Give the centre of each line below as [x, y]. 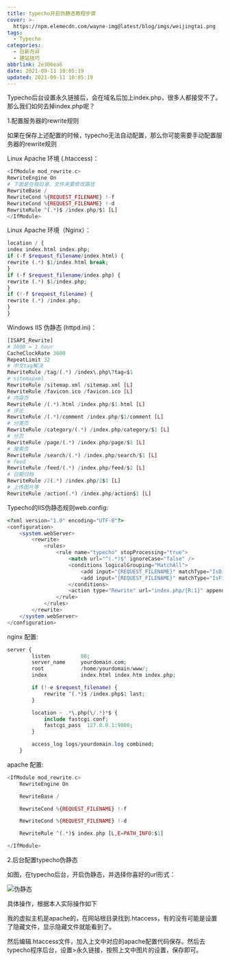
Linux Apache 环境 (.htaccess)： [53, 159]
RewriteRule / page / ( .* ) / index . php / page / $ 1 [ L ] [76, 442]
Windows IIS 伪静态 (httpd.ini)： [52, 327]
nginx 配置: [23, 636]
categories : [24, 45]
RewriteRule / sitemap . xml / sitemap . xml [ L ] [70, 385]
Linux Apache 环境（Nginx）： [49, 230]
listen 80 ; [61, 656]
